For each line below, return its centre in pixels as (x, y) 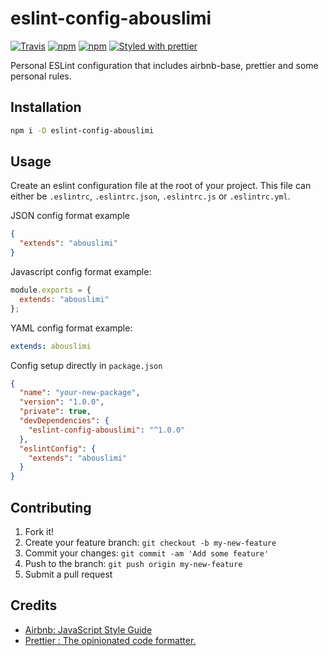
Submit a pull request (68, 574)
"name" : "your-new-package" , (80, 393)
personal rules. (41, 76)
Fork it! (39, 531)
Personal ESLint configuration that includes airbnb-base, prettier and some (164, 65)
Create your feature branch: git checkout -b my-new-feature (150, 542)
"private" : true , (55, 412)
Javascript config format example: (81, 272)
